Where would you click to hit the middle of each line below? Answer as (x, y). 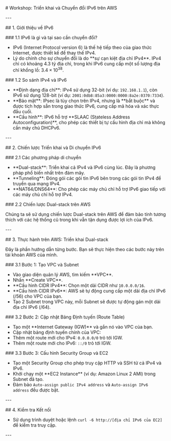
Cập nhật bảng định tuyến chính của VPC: (57, 332)
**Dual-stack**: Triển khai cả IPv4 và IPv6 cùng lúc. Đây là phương (84, 167)
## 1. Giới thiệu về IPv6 (29, 28)
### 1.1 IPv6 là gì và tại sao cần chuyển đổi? (52, 38)
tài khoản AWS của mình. (32, 255)
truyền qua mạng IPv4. (36, 183)
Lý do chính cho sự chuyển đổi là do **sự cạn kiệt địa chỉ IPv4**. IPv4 (87, 58)
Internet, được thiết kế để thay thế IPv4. (54, 53)
